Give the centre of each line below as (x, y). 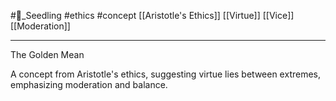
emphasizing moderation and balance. (89, 84)
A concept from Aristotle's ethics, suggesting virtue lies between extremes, (166, 74)
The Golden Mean (47, 54)
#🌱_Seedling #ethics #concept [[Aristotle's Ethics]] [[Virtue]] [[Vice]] (152, 15)
